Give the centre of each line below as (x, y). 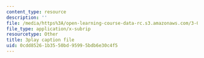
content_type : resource (36, 12)
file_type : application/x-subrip (49, 29)
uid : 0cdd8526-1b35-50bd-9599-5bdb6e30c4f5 (62, 46)
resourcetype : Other (32, 34)
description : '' (27, 18)
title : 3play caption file (40, 40)
